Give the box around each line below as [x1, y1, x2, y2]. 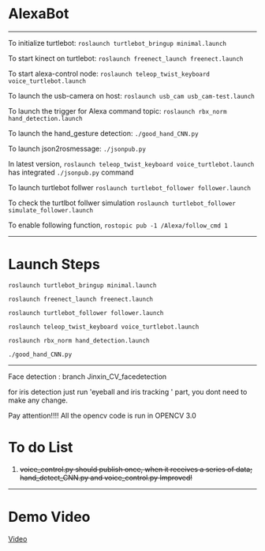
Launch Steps [8, 256, 100, 273]
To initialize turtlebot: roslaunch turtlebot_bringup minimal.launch [8, 38, 227, 47]
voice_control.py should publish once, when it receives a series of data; [19, 464, 252, 474]
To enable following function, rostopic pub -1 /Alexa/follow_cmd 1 [8, 220, 229, 230]
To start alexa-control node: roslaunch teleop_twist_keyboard [8, 69, 211, 78]
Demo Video [8, 508, 91, 526]
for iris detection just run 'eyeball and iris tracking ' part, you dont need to [8, 387, 248, 396]
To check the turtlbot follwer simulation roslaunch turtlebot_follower [8, 198, 237, 208]
